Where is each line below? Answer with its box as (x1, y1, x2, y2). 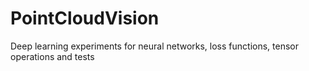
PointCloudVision (10, 7, 160, 30)
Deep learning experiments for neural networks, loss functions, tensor (10, 40, 299, 52)
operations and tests (10, 50, 95, 62)
